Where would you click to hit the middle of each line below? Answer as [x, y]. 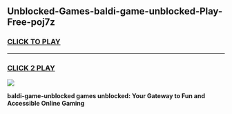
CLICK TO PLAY [34, 42]
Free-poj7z [31, 22]
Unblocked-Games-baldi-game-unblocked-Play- [115, 11]
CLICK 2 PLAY [31, 68]
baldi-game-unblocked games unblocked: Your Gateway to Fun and [106, 95]
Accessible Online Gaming [46, 103]
